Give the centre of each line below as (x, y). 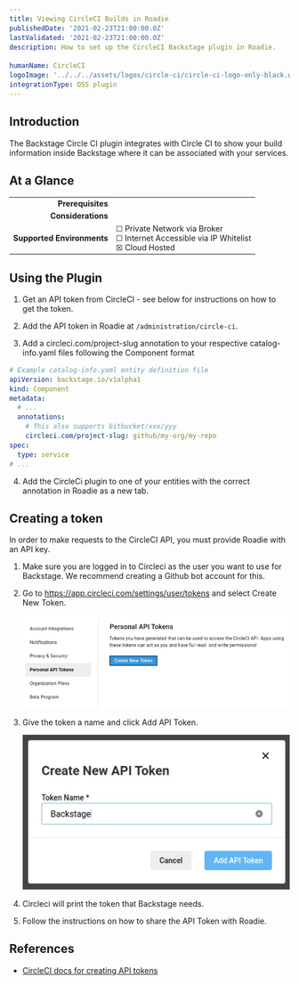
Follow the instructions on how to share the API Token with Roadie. (144, 921)
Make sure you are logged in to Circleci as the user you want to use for (152, 566)
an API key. (30, 549)
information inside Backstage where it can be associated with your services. (149, 152)
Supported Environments (61, 238)
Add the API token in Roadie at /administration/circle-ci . (130, 326)
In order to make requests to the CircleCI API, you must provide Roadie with (148, 540)
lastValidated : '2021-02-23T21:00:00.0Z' (87, 37)
